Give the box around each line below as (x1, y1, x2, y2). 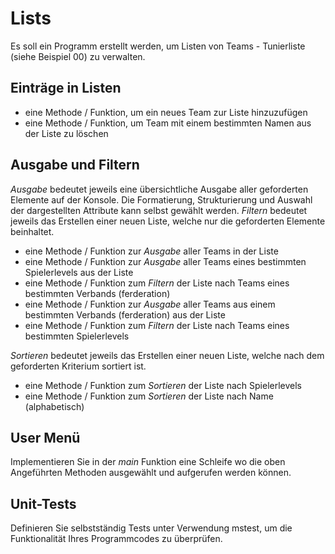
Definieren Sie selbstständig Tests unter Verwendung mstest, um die (10, 522, 293, 534)
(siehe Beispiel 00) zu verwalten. (10, 50, 146, 62)
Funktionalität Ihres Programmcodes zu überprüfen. (10, 533, 223, 545)
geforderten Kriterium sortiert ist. (10, 360, 147, 372)
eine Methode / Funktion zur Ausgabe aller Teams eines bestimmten (24, 255, 307, 267)
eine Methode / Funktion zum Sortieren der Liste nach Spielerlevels (24, 379, 302, 391)
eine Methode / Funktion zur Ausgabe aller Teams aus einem (24, 298, 276, 310)
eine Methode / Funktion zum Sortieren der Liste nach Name (24, 390, 274, 402)
